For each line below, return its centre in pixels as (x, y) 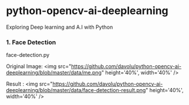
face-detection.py (28, 55)
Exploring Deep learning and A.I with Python (60, 27)
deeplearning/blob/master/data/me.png (54, 73)
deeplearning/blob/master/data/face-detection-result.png (76, 90)
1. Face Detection (31, 42)
